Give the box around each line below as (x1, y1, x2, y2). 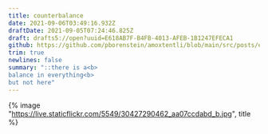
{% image (8, 100, 41, 110)
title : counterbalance (8, 11, 84, 20)
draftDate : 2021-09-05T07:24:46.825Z (8, 26, 134, 34)
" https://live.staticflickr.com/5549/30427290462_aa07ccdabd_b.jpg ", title (8, 108, 251, 118)
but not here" (8, 78, 56, 86)
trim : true (8, 49, 45, 57)
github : (8, 41, 34, 49)
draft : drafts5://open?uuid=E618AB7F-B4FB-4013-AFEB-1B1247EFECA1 (8, 33, 234, 42)
